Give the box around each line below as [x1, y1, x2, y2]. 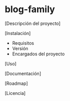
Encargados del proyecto [12, 51, 65, 57]
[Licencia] [5, 90, 26, 96]
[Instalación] [5, 30, 31, 36]
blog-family [5, 4, 55, 15]
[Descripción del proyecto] [5, 20, 61, 26]
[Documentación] [5, 70, 42, 77]
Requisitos [12, 40, 34, 46]
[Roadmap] [5, 80, 28, 86]
